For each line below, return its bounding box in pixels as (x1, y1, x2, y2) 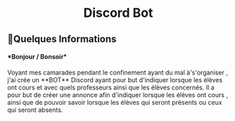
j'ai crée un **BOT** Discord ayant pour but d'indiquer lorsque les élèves (7, 75, 223, 84)
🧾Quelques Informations (7, 33, 117, 45)
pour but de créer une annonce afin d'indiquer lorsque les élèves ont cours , (7, 90, 229, 99)
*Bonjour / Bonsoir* (7, 53, 68, 61)
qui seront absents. (7, 106, 63, 114)
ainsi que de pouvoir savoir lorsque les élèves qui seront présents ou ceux (7, 98, 223, 106)
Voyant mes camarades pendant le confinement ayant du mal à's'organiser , (7, 68, 229, 77)
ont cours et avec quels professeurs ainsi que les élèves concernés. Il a (7, 83, 215, 91)
